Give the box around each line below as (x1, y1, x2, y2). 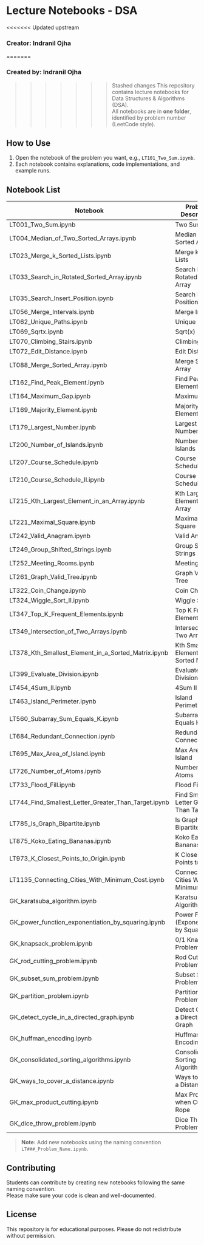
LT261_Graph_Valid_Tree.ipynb (9, 573, 97, 581)
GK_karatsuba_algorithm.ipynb (9, 897, 97, 906)
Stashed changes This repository (112, 81, 195, 89)
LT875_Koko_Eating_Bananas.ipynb (9, 837, 111, 845)
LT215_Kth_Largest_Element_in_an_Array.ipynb (9, 497, 145, 505)
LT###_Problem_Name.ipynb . (21, 1145, 89, 1153)
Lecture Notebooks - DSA (6, 4, 138, 18)
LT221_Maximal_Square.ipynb (9, 518, 96, 527)
